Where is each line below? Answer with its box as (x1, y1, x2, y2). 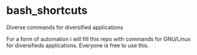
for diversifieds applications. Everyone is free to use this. (6, 42, 149, 49)
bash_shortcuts (6, 4, 88, 18)
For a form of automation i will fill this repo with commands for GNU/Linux (6, 35, 191, 42)
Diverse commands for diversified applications (6, 24, 124, 31)
